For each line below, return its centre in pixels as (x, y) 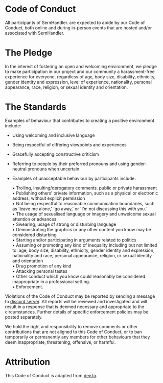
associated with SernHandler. (35, 33)
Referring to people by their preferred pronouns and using (71, 164)
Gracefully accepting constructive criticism (56, 154)
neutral (19, 169)
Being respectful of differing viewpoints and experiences (69, 144)
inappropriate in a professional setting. (51, 281)
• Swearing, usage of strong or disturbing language (64, 224)
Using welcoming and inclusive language (53, 135)
